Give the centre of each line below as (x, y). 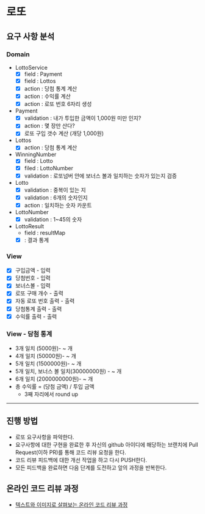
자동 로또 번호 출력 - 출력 (45, 301)
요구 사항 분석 (31, 36)
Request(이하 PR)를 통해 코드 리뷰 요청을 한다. (70, 452)
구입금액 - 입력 (33, 270)
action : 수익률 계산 (48, 96)
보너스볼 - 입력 (33, 286)
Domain (18, 54)
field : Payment (43, 74)
